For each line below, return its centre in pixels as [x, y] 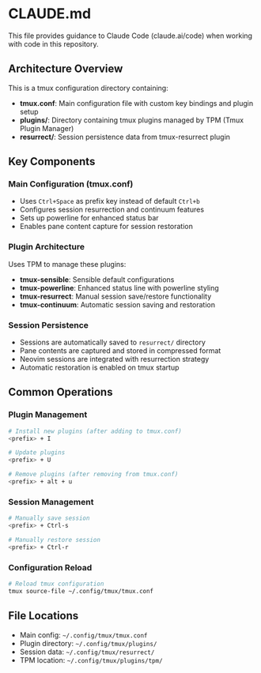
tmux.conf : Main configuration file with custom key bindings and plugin [136, 103]
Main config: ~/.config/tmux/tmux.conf [83, 635]
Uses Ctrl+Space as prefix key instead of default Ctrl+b [110, 201]
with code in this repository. [53, 43]
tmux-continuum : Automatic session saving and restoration [117, 304]
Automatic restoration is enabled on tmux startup [99, 367]
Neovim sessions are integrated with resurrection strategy [114, 359]
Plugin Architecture [47, 247]
